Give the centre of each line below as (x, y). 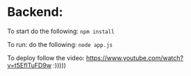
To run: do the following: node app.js (60, 44)
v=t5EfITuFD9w (30, 65)
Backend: (35, 12)
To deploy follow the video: (46, 58)
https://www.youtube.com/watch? (135, 58)
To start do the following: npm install (61, 31)
